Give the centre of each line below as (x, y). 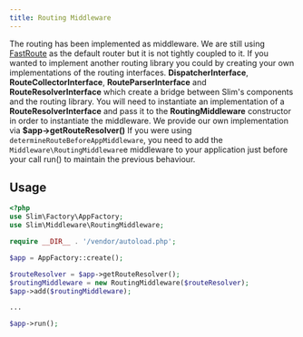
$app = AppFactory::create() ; (67, 258)
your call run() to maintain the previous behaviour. (103, 159)
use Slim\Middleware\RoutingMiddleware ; (87, 226)
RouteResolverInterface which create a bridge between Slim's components (151, 91)
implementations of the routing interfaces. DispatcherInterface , (129, 72)
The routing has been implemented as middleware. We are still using (137, 43)
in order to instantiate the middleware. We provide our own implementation (149, 120)
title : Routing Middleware (60, 18)
